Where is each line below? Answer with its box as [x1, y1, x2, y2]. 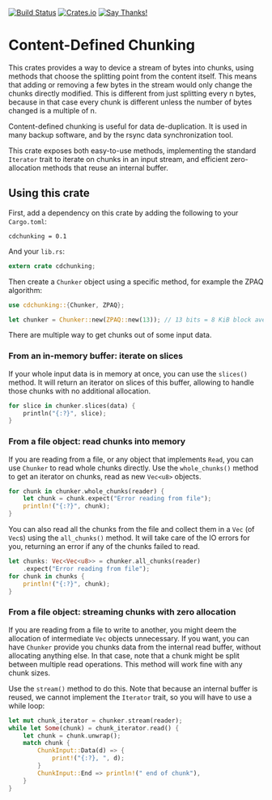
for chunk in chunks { [8, 572, 85, 581]
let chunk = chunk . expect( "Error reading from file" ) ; [23, 495, 212, 503]
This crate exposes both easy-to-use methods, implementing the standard [8, 146, 257, 155]
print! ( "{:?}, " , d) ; [51, 754, 125, 763]
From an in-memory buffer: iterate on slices [8, 351, 184, 362]
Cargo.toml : [8, 216, 47, 226]
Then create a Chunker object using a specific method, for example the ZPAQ [8, 276, 264, 287]
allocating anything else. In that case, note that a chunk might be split [8, 650, 240, 660]
